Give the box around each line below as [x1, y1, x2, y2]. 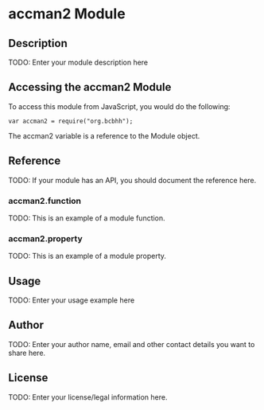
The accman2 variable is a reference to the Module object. [8, 131, 200, 140]
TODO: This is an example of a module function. [8, 213, 165, 223]
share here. [8, 348, 46, 357]
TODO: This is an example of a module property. [8, 252, 167, 261]
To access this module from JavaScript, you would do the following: [8, 101, 231, 111]
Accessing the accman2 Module [8, 80, 172, 94]
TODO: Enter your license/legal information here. [8, 392, 168, 402]
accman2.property [8, 232, 83, 244]
